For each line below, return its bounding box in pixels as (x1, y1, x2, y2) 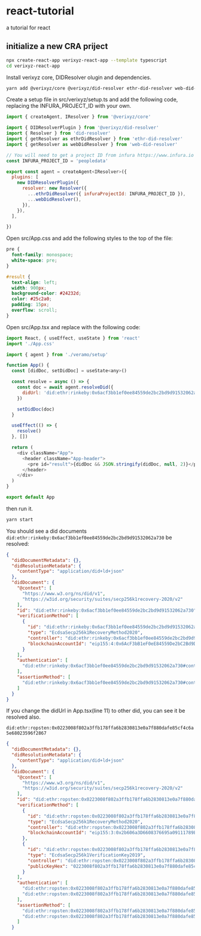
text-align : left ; (11, 279, 58, 285)
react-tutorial (6, 4, 75, 18)
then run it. (6, 505, 33, 512)
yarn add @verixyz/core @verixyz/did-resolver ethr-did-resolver (6, 85, 172, 91)
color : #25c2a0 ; (11, 296, 52, 302)
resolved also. (6, 713, 41, 721)
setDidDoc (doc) (17, 406, 55, 412)
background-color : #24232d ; (11, 290, 82, 297)
